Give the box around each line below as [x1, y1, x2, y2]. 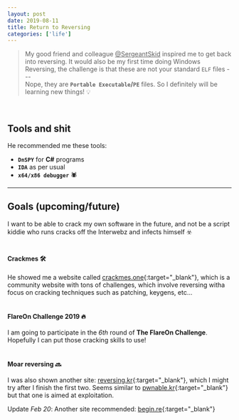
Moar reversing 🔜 [7, 359, 62, 368]
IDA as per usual [17, 163, 65, 172]
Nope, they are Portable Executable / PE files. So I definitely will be [24, 80, 218, 89]
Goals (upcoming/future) [7, 201, 120, 213]
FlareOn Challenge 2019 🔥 [7, 312, 86, 320]
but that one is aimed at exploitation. [7, 391, 115, 399]
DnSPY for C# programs [17, 155, 85, 164]
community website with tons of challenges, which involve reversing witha [7, 280, 225, 289]
